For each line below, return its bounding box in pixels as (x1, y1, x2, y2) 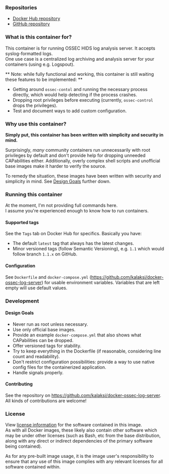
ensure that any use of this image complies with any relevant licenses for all (5, 458, 163, 464)
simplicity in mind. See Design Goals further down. (5, 178, 111, 184)
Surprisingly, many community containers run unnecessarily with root (5, 147, 150, 153)
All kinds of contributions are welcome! (5, 398, 87, 404)
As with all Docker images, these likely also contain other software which (5, 427, 157, 434)
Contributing (5, 381, 33, 387)
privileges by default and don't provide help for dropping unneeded (5, 152, 146, 158)
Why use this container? (5, 120, 67, 127)
